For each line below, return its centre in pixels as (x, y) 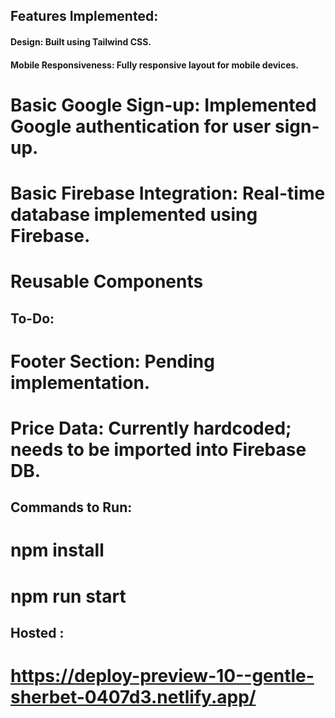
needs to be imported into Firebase (158, 449)
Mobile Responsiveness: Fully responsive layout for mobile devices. (155, 65)
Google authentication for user (141, 126)
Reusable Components (107, 281)
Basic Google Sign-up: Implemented (163, 105)
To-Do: (32, 318)
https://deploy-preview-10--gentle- (162, 676)
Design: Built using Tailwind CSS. (81, 41)
